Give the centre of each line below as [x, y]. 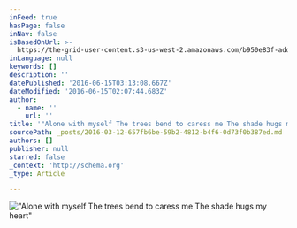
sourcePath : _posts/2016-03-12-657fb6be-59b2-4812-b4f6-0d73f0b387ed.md [146, 133]
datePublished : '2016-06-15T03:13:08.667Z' [91, 83]
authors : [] [31, 141]
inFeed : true [33, 17]
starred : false [37, 157]
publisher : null [39, 148]
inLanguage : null [41, 58]
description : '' [39, 75]
